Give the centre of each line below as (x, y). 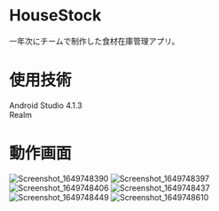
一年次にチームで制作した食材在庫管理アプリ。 (94, 41)
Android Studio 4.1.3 (46, 105)
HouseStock (55, 16)
